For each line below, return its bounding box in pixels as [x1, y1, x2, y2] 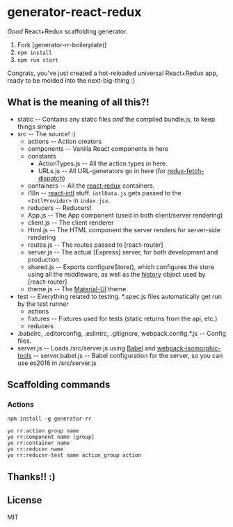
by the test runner [17, 300, 69, 308]
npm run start [17, 56, 58, 63]
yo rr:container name [7, 439, 70, 447]
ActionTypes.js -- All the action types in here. [38, 159, 168, 168]
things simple [17, 122, 56, 131]
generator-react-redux [7, 4, 142, 20]
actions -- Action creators [27, 137, 102, 145]
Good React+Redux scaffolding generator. [7, 27, 128, 35]
